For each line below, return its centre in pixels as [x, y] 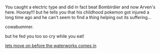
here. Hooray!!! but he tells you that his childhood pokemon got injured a [77, 12]
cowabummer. [19, 27]
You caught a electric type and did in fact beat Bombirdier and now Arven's [80, 7]
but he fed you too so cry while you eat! [45, 36]
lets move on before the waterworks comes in [51, 45]
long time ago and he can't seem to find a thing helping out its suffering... [78, 17]
